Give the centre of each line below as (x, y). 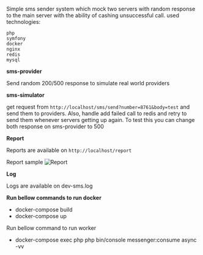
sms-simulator (25, 95)
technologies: (24, 22)
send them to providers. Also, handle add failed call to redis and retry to (97, 113)
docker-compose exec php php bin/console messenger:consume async (106, 240)
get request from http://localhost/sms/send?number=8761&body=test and (98, 107)
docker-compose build (44, 210)
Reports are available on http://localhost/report (69, 150)
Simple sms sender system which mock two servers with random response (101, 9)
